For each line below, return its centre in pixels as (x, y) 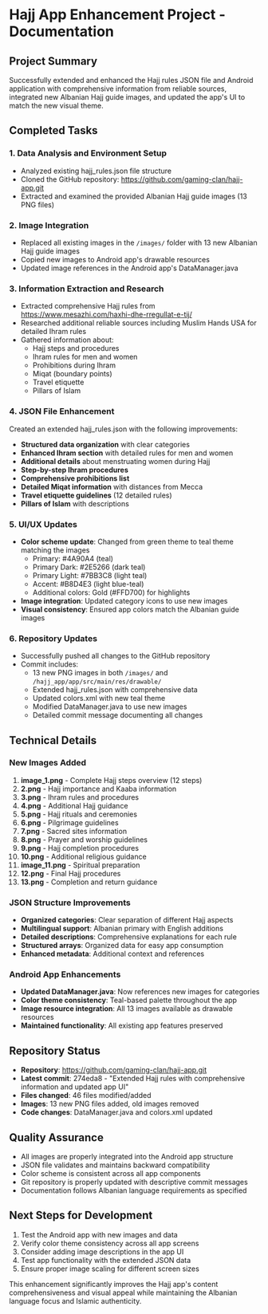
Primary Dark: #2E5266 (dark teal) (89, 567)
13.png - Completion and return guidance (89, 882)
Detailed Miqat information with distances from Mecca (111, 486)
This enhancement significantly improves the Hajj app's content (114, 1284)
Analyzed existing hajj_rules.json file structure (96, 171)
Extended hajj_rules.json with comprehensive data (115, 690)
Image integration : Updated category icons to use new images (124, 600)
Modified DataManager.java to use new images (110, 706)
